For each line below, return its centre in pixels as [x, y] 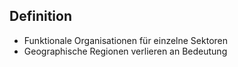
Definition [40, 16]
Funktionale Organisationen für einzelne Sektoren [126, 40]
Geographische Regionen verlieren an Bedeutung [125, 51]
